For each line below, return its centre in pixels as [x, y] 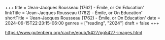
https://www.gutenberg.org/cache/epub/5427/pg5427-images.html [74, 32]
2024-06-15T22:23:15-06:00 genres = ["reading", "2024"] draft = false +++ [82, 23]
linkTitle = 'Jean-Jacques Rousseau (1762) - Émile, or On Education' [74, 13]
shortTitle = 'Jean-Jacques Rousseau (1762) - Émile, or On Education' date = [83, 18]
